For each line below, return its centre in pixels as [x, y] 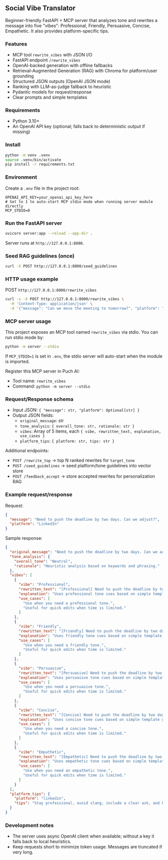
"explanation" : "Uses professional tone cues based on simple [84, 594]
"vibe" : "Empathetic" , [42, 752]
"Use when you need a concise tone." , [63, 729]
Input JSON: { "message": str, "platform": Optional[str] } [76, 410]
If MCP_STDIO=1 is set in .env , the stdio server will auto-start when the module [84, 356]
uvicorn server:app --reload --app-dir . [49, 233]
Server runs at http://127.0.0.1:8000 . [44, 243]
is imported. [17, 362]
